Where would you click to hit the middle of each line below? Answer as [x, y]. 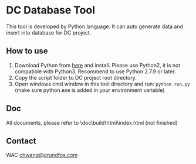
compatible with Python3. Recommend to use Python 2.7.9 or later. [95, 71]
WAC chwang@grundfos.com [42, 155]
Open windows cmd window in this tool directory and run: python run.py [102, 84]
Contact [21, 141]
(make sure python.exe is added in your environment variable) [89, 90]
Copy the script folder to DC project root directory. [75, 77]
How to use [27, 51]
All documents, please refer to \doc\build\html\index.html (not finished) [92, 122]
